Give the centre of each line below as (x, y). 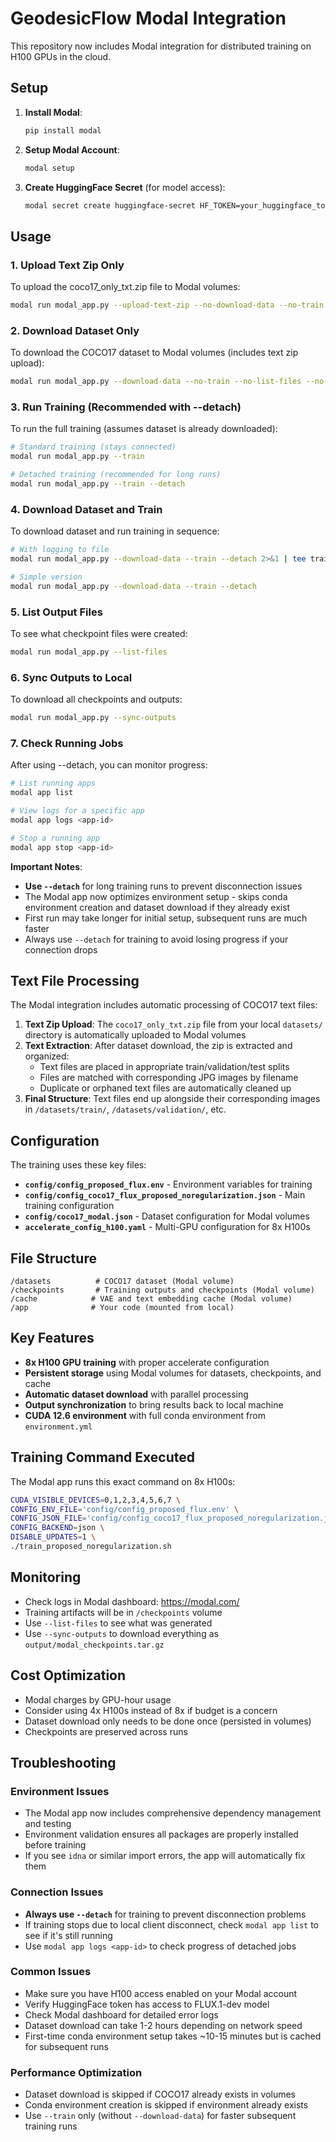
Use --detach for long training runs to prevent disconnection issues (163, 886)
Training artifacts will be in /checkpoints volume (123, 1612)
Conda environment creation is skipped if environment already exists (166, 2105)
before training (55, 1845)
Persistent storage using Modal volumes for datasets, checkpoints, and (173, 1373)
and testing (48, 1824)
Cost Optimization (68, 1675)
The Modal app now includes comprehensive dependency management (173, 1813)
